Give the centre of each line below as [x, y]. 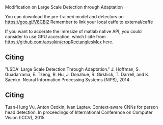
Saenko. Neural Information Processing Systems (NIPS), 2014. [68, 79]
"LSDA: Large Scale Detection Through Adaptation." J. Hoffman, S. [72, 69]
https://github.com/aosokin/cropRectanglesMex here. [59, 42]
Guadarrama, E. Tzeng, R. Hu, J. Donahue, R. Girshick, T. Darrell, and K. [77, 74]
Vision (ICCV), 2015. [25, 117]
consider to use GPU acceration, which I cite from [55, 37]
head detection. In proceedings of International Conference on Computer [79, 112]
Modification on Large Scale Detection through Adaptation [64, 7]
